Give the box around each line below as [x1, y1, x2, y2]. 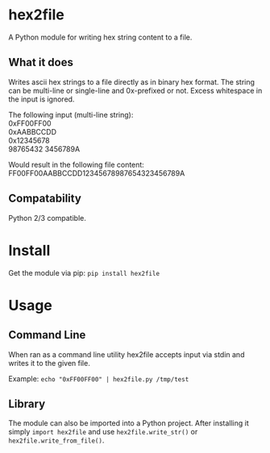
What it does [8, 56, 74, 69]
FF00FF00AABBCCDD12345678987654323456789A [8, 168, 185, 178]
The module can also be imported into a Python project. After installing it [8, 418, 249, 428]
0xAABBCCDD [8, 127, 56, 136]
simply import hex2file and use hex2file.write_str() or [8, 427, 198, 437]
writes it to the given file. [8, 358, 90, 368]
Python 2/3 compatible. [8, 213, 86, 222]
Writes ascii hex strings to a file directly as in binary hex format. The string [8, 77, 255, 86]
